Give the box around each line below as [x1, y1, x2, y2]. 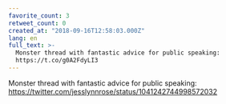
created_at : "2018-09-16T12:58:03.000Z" [8, 26, 146, 34]
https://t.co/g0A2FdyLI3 [15, 57, 99, 65]
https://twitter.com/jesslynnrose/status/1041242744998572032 [8, 86, 218, 96]
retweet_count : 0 [8, 19, 67, 27]
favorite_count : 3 [8, 11, 70, 20]
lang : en [8, 34, 38, 42]
